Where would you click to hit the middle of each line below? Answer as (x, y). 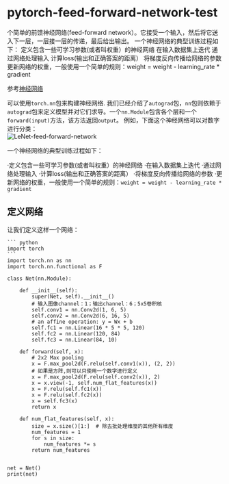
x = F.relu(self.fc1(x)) (67, 389)
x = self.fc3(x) (55, 401)
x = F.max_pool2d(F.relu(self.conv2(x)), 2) (96, 377)
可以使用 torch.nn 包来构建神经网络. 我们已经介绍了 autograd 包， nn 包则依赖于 (114, 103)
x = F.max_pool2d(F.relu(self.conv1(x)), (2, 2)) (104, 364)
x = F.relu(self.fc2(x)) (67, 395)
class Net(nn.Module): (39, 279)
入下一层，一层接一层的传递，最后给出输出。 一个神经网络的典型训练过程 (110, 41)
